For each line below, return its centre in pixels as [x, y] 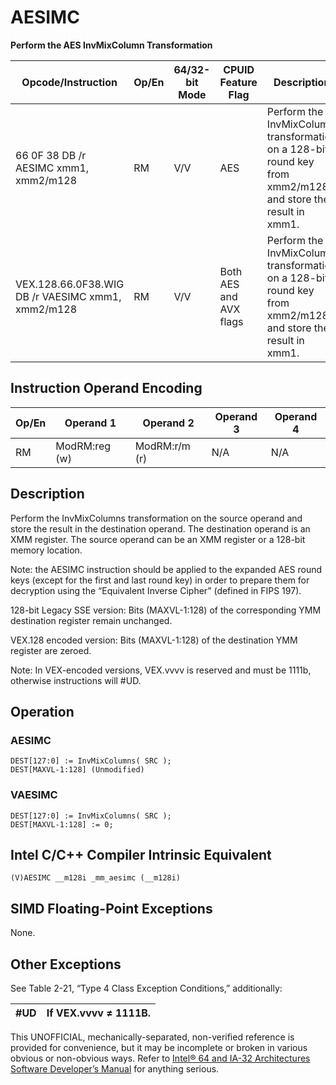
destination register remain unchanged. [91, 620]
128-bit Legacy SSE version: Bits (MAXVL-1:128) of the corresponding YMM [166, 610]
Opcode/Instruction [69, 82]
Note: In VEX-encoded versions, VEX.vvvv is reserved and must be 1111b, [161, 670]
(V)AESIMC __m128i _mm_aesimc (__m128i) [96, 878]
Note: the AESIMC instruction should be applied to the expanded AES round [166, 569]
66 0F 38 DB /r [51, 155]
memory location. [46, 550]
